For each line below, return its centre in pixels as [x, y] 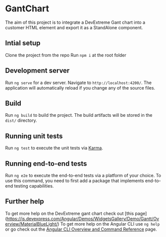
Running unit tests [34, 136]
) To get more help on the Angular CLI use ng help [109, 224]
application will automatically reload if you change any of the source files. [80, 88]
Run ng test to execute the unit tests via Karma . [54, 148]
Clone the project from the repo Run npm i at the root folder [66, 55]
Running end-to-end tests [46, 164]
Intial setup [23, 43]
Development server [37, 71]
